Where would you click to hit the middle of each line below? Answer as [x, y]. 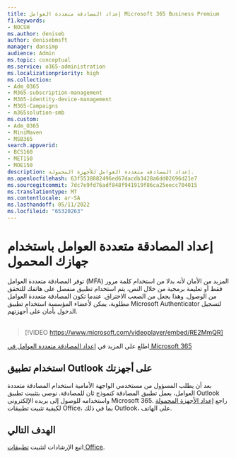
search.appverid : [33, 146]
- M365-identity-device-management [60, 100]
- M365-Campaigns [33, 106]
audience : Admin [31, 54]
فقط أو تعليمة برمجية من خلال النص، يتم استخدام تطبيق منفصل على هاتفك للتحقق [115, 288]
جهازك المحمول [48, 262]
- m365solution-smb [36, 113]
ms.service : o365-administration [57, 67]
